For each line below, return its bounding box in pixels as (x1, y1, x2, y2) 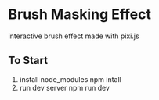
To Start (8, 54, 49, 67)
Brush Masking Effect (8, 5, 151, 23)
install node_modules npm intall (19, 74, 121, 84)
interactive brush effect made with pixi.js (8, 31, 139, 41)
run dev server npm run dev (19, 83, 110, 92)
